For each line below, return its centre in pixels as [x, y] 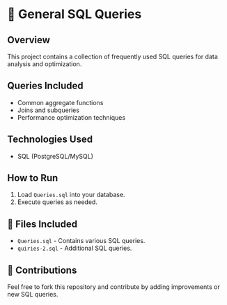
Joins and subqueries [48, 110]
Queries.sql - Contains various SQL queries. [81, 241]
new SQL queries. [33, 295]
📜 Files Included [42, 224]
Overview [29, 40]
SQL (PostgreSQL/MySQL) [55, 156]
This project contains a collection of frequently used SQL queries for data [112, 56]
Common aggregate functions [60, 102]
